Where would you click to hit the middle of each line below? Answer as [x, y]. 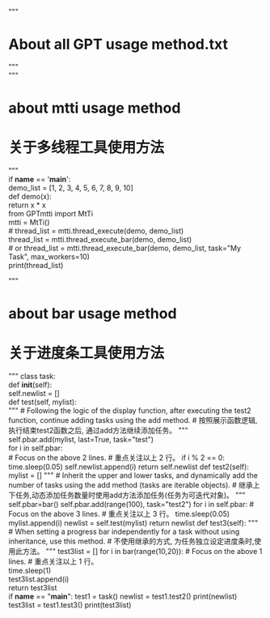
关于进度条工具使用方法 [86, 354]
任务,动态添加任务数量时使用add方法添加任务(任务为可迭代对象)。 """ [130, 495]
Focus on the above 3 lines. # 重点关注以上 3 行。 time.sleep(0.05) [119, 514]
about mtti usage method [95, 108]
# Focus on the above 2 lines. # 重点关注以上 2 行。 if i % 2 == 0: [116, 458]
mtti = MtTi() [29, 223]
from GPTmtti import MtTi [51, 214]
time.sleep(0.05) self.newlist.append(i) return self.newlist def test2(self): [129, 467]
